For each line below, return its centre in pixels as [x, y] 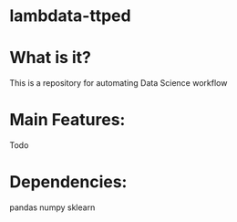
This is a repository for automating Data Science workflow [118, 83]
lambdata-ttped [70, 16]
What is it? [51, 58]
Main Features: [67, 120]
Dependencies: [68, 182]
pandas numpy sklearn [52, 207]
